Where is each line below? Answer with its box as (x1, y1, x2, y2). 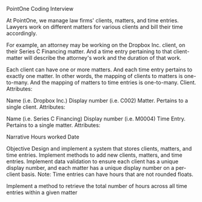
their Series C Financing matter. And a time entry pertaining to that (6, 48, 172, 55)
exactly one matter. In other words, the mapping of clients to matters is (6, 73, 183, 79)
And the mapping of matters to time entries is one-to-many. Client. (30, 79, 197, 86)
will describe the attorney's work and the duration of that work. (24, 54, 182, 61)
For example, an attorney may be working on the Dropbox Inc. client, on (6, 42, 186, 48)
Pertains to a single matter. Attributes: (6, 122, 101, 129)
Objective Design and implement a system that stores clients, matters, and (6, 145, 192, 152)
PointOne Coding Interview (6, 5, 74, 12)
